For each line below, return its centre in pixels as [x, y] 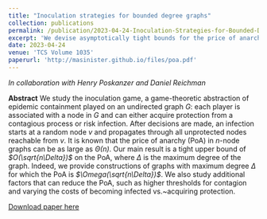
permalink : [26, 30]
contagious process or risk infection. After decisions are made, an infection [131, 123]
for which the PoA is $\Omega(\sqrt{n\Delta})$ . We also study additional [127, 174]
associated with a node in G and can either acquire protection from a [120, 115]
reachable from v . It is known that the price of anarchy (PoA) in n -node [124, 140]
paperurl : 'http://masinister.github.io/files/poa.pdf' [103, 61]
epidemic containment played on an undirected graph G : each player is [124, 106]
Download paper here [44, 206]
